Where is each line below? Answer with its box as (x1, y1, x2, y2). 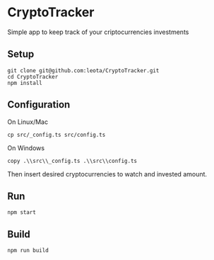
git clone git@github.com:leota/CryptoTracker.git (7, 67, 160, 74)
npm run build (7, 247, 49, 254)
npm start (7, 209, 37, 216)
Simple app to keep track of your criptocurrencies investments (7, 28, 189, 36)
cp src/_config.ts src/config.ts (7, 131, 106, 138)
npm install (7, 79, 42, 86)
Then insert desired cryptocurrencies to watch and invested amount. (7, 169, 207, 178)
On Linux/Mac (7, 118, 48, 126)
